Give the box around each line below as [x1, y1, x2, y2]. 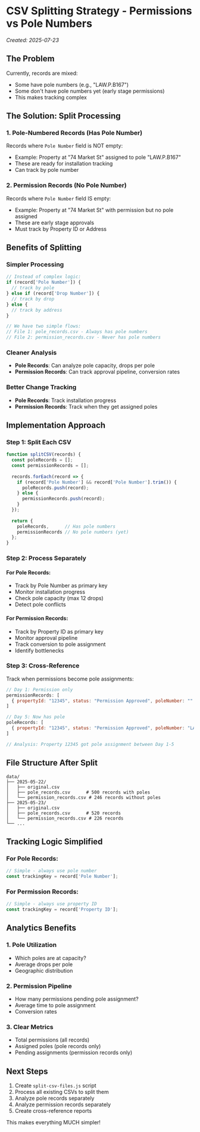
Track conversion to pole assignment [14, 641, 106, 648]
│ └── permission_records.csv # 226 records [6, 815, 124, 821]
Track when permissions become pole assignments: [6, 675, 134, 682]
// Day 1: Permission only [6, 686, 73, 692]
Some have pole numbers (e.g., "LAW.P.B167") [14, 81, 129, 88]
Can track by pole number [14, 167, 79, 174]
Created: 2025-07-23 [6, 36, 60, 43]
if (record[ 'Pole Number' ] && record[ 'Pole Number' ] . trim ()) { [17, 479, 177, 485]
